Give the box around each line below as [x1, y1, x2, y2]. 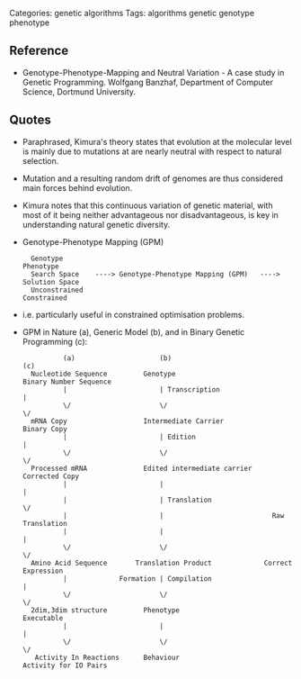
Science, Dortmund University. [22, 86, 137, 97]
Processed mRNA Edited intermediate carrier [31, 464, 252, 473]
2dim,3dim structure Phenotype [31, 605, 180, 615]
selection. [22, 155, 59, 166]
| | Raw [62, 511, 285, 521]
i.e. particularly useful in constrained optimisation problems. [22, 309, 245, 320]
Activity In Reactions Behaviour [34, 653, 180, 662]
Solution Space [22, 277, 80, 286]
